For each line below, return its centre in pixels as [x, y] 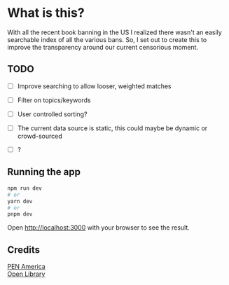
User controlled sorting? [52, 114]
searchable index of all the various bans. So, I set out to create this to [107, 39]
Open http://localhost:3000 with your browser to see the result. [99, 228]
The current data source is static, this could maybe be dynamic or [112, 128]
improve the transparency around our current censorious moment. [103, 47]
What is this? [46, 13]
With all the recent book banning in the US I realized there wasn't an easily [114, 32]
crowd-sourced [40, 136]
